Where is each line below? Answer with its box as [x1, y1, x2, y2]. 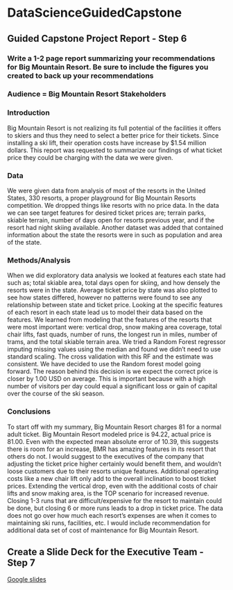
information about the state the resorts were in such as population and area [7, 231, 223, 239]
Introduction [7, 108, 50, 117]
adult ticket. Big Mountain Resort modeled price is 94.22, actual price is [7, 429, 212, 439]
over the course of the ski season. [7, 389, 105, 398]
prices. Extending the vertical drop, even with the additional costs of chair [7, 482, 218, 490]
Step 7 [7, 557, 36, 568]
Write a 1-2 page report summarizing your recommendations [7, 54, 216, 63]
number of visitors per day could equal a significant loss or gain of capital [7, 382, 218, 391]
